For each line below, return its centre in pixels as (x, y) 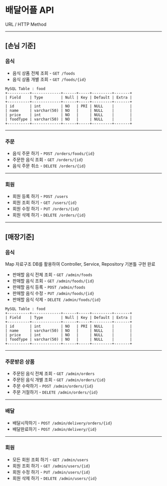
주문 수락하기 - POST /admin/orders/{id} (53, 386)
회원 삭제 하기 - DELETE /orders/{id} (49, 215)
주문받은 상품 (20, 362)
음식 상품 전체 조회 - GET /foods (44, 73)
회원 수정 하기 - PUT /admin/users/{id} (51, 472)
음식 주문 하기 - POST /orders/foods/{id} (53, 153)
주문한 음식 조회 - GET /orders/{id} (48, 159)
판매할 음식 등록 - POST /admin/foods (49, 287)
